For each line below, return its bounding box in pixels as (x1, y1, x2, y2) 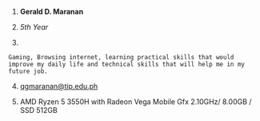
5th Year (19, 22, 49, 31)
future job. (8, 67, 48, 75)
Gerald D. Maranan (19, 7, 84, 16)
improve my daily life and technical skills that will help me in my (8, 60, 246, 68)
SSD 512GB (19, 106, 58, 115)
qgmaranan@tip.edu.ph (19, 82, 98, 91)
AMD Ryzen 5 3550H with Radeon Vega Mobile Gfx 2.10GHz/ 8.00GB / (19, 97, 252, 107)
